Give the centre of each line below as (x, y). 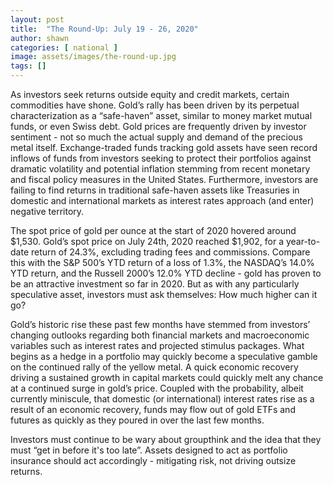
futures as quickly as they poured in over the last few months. (137, 420)
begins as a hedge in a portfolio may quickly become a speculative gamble (164, 356)
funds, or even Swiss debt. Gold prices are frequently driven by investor (158, 126)
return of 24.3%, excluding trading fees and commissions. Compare (170, 252)
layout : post (37, 19)
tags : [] (28, 66)
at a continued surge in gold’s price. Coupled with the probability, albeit (157, 388)
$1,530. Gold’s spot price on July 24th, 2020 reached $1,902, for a (147, 241)
